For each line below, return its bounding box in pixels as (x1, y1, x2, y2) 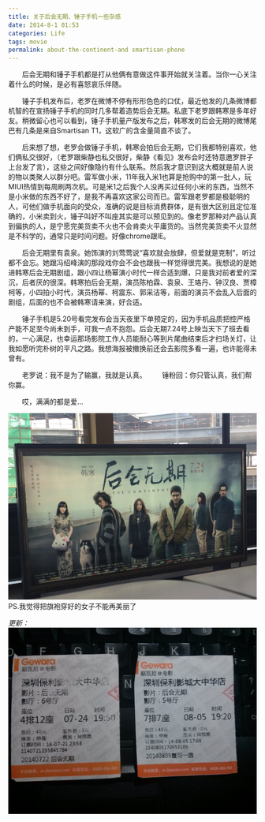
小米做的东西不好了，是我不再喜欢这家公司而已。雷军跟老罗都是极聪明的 (14, 192, 250, 201)
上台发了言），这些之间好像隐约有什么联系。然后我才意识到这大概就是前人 (8, 163, 247, 172)
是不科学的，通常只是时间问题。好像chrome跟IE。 (8, 231, 171, 241)
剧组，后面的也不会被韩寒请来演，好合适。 (8, 297, 147, 307)
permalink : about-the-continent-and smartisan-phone (8, 46, 185, 54)
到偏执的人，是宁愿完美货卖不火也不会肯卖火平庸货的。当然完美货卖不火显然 (8, 222, 257, 231)
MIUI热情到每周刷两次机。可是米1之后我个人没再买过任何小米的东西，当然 (8, 182, 248, 192)
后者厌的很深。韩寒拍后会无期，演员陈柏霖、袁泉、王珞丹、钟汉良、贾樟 (21, 278, 257, 287)
